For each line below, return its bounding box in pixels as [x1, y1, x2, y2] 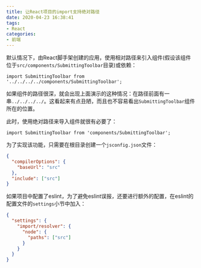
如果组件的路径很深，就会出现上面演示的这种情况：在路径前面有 [6, 90, 164, 97]
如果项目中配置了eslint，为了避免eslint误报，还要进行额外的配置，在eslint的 [6, 193, 194, 200]
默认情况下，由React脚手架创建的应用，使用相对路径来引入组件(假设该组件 [6, 54, 191, 61]
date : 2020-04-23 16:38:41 [6, 14, 74, 20]
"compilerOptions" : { [11, 159, 66, 165]
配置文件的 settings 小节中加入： [6, 200, 86, 207]
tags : [6, 20, 20, 26]
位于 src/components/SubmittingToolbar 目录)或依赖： [6, 61, 137, 69]
